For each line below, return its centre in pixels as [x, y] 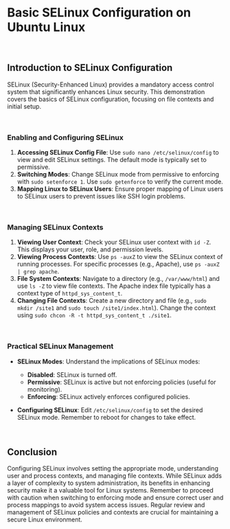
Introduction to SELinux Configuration [90, 68]
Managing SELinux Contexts [55, 227]
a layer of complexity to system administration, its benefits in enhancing [109, 483]
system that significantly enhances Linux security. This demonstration [106, 91]
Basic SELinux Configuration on [99, 13]
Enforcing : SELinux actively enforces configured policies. [108, 396]
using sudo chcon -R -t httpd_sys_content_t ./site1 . [94, 315]
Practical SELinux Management [60, 346]
